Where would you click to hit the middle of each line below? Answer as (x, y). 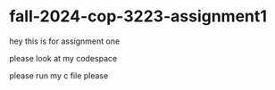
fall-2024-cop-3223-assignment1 (138, 16)
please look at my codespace (63, 58)
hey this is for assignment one (65, 41)
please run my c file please (59, 75)
